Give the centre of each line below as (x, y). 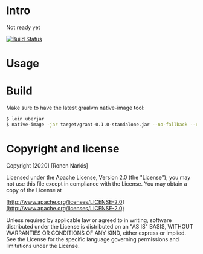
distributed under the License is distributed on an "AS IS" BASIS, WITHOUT (100, 226)
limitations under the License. (43, 246)
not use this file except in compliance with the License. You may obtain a (97, 184)
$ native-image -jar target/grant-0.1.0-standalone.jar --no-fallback (97, 125)
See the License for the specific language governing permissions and (93, 239)
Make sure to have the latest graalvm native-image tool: (76, 108)
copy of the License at (34, 190)
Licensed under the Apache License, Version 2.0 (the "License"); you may (98, 177)
